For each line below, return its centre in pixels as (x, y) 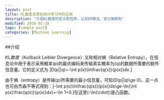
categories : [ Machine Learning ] (38, 32)
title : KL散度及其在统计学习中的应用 (39, 14)
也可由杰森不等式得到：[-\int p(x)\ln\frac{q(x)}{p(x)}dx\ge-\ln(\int (71, 86)
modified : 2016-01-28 (27, 23)
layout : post (18, 10)
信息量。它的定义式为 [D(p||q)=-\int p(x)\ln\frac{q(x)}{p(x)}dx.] (68, 70)
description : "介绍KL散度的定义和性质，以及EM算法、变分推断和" (65, 19)
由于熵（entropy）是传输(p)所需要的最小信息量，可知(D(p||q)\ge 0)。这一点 (82, 80)
